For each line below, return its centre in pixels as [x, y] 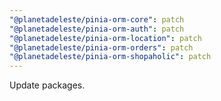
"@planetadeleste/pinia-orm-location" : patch [105, 38]
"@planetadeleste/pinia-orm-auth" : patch [97, 29]
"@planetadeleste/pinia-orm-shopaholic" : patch [110, 57]
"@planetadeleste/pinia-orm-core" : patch [97, 19]
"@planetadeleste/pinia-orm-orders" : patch [101, 47]
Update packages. [47, 85]
